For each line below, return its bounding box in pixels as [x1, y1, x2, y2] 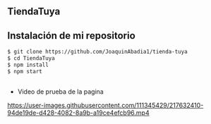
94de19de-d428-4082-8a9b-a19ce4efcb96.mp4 [7, 108, 150, 117]
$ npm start [7, 68, 42, 75]
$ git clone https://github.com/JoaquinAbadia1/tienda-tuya [7, 49, 188, 56]
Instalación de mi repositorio [7, 30, 135, 42]
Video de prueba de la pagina [17, 87, 104, 96]
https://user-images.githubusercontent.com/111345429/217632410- [7, 101, 204, 110]
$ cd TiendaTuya [7, 55, 55, 62]
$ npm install [7, 61, 49, 68]
